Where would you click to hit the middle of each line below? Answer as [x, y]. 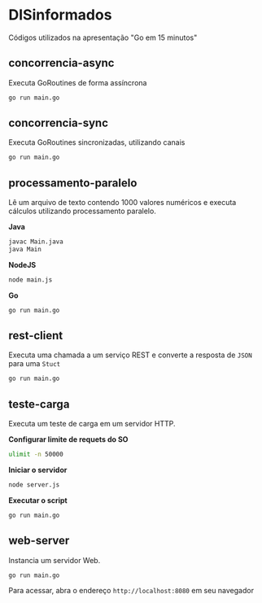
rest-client [36, 336]
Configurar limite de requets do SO [68, 439]
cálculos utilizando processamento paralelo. [82, 211]
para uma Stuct [35, 364]
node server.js [34, 485]
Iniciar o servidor [38, 470]
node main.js [31, 280]
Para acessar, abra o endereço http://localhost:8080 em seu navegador [131, 591]
